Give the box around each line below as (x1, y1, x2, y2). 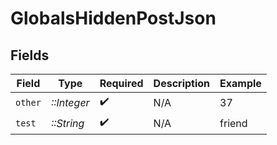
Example (219, 77, 262, 90)
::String (50, 116, 85, 130)
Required (99, 77, 144, 90)
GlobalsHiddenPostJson (10, 7, 217, 30)
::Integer (50, 95, 90, 109)
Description (153, 77, 211, 90)
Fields (10, 47, 50, 64)
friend (219, 116, 248, 130)
